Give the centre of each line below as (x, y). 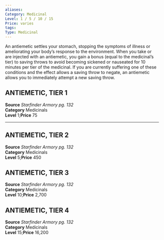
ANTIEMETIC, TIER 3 (37, 173)
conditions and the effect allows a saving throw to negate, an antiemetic (77, 72)
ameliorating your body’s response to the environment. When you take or (78, 51)
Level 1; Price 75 (21, 115)
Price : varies (20, 23)
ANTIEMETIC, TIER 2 (37, 135)
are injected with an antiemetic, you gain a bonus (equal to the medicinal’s (79, 57)
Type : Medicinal (21, 32)
